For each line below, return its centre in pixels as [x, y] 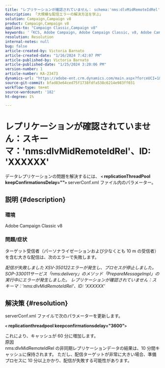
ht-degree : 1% [20, 96]
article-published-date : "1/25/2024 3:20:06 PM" [56, 64]
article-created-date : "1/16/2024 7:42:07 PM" [54, 55]
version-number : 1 [24, 69]
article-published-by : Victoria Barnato [47, 60]
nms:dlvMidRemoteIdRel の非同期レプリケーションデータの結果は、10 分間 [80, 348]
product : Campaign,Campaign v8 [37, 23]
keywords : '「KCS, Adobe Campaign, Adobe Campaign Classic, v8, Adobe [79, 32]
